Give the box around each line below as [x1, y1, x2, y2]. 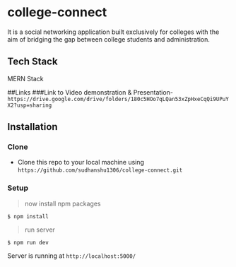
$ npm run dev [7, 239, 49, 246]
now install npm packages [24, 199, 101, 208]
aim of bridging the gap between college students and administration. [7, 35, 211, 43]
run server [24, 225, 55, 234]
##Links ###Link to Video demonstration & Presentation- [7, 88, 173, 96]
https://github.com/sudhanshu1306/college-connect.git [17, 167, 183, 174]
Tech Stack [7, 56, 58, 68]
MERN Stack [7, 74, 44, 83]
